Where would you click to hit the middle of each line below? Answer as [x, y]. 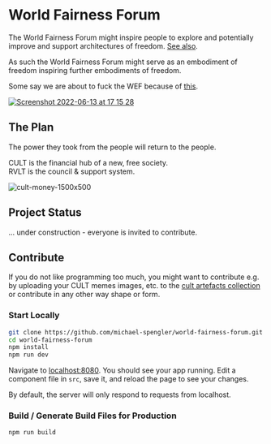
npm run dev [28, 355]
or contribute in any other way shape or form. [84, 295]
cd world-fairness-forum [50, 340]
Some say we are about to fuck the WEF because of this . [103, 86]
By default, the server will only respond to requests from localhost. [120, 394]
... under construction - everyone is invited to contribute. [103, 232]
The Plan [31, 127]
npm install [28, 347]
